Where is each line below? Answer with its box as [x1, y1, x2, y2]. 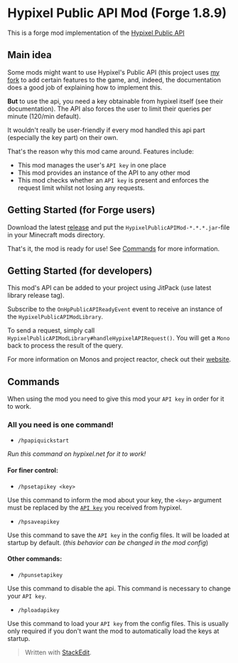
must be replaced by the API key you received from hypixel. [7, 503, 183, 512]
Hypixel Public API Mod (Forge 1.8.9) [7, 5, 227, 21]
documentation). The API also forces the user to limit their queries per [7, 104, 212, 113]
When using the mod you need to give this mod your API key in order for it [7, 394, 225, 403]
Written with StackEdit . [24, 648, 92, 657]
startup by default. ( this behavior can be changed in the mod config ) [7, 538, 209, 546]
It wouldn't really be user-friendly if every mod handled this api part [7, 126, 205, 134]
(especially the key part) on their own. [7, 133, 119, 141]
